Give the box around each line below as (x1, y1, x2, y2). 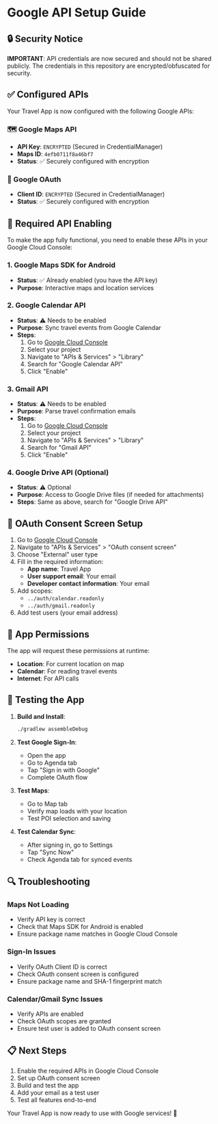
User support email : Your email (27, 572, 116, 580)
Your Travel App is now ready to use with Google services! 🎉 (7, 1109, 178, 1117)
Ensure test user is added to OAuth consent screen (16, 1025, 161, 1032)
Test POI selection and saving (27, 814, 111, 822)
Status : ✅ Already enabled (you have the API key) (16, 276, 158, 284)
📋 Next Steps (7, 1045, 67, 1057)
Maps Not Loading (7, 900, 70, 910)
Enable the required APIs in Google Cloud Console (16, 1066, 159, 1075)
